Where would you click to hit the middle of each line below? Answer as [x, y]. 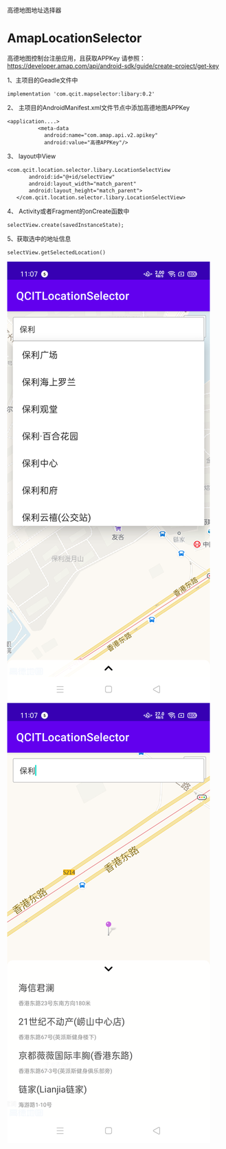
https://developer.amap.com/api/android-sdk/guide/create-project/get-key [113, 66]
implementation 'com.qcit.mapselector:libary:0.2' [81, 94]
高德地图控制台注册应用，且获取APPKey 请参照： [77, 58]
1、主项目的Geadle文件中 [43, 80]
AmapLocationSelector [75, 38]
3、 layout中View [32, 156]
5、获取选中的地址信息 [39, 239]
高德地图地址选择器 [34, 10]
